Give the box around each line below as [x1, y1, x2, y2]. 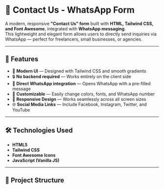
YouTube [12, 107, 30, 113]
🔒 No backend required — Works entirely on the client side [12, 73, 131, 79]
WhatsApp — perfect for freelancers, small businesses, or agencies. [5, 36, 143, 42]
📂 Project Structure [5, 176, 64, 184]
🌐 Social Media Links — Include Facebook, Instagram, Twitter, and [12, 101, 147, 107]
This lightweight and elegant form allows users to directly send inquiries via [5, 31, 157, 37]
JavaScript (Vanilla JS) [12, 157, 60, 163]
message [12, 86, 31, 92]
